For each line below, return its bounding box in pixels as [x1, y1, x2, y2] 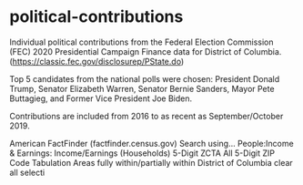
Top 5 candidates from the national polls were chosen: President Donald [9, 73, 280, 84]
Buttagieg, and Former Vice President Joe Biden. [9, 93, 193, 104]
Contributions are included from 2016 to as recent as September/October [9, 110, 284, 121]
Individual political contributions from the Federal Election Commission [9, 36, 274, 47]
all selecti [9, 167, 45, 178]
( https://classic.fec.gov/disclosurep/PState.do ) [9, 56, 185, 67]
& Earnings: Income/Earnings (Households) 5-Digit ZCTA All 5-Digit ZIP [9, 148, 276, 159]
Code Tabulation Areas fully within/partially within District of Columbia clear [9, 157, 293, 168]
